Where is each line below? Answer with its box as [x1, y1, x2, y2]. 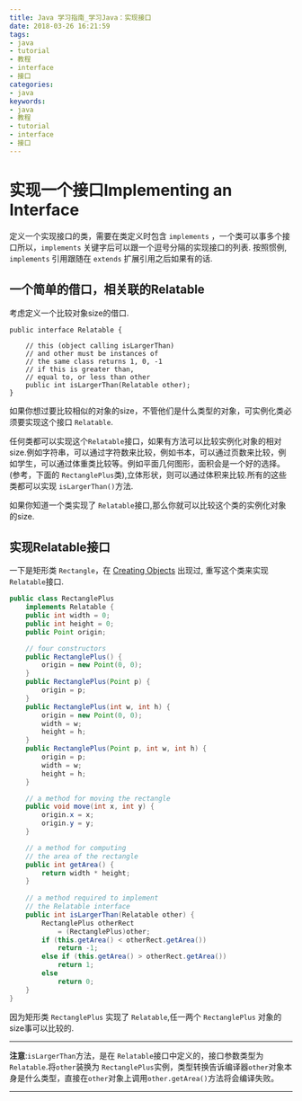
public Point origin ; [25, 627, 106, 636]
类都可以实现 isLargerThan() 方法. [9, 480, 134, 491]
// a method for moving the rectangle [25, 794, 171, 803]
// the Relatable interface [25, 902, 130, 911]
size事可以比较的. [9, 1022, 75, 1034]
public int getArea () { [25, 860, 115, 869]
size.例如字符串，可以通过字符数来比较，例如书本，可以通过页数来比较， [9, 447, 279, 457]
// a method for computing [25, 843, 127, 852]
